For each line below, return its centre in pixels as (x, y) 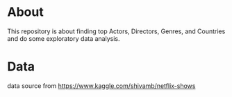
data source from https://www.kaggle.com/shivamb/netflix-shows (101, 86)
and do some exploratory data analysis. (64, 38)
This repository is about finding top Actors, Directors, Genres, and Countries (116, 31)
